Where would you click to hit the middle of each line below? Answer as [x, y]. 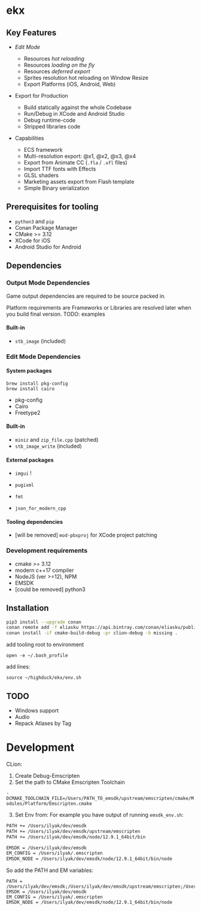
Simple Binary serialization [57, 188]
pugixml [24, 486]
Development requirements [47, 551]
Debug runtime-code [50, 120]
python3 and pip [34, 221]
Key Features [31, 33]
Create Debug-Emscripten [47, 775]
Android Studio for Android [48, 247]
